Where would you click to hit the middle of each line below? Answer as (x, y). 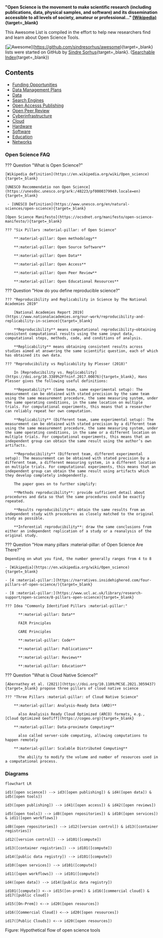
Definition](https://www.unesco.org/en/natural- (80, 204)
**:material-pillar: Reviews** (50, 658)
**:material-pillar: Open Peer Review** (55, 273)
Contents (20, 73)
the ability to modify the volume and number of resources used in (88, 757)
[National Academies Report (42, 313)
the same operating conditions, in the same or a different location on (81, 433)
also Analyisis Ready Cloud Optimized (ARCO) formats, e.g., (81, 714)
